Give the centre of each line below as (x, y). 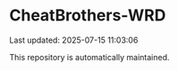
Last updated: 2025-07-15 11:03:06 (74, 40)
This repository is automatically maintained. (89, 57)
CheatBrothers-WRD (88, 16)
